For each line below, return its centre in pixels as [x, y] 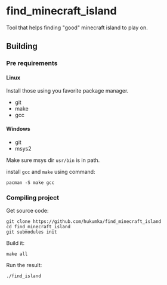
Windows [18, 129]
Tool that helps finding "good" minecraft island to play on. [77, 27]
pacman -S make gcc [30, 183]
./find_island [24, 276]
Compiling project [33, 197]
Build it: [16, 243]
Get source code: [27, 210]
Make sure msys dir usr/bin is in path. [53, 160]
